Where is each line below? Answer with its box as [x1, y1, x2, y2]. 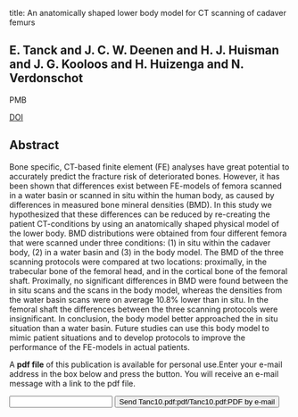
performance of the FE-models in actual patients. [9, 341, 190, 352]
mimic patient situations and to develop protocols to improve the [9, 332, 245, 343]
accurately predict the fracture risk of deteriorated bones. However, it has [9, 171, 280, 181]
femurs [9, 17, 36, 28]
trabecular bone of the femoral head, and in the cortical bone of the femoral [9, 265, 288, 276]
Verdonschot [9, 71, 83, 86]
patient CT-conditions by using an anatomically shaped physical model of [9, 218, 279, 229]
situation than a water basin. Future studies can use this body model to [9, 322, 269, 333]
